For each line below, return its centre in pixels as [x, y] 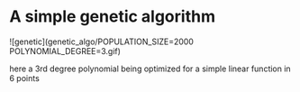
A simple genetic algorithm [113, 17]
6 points [25, 78]
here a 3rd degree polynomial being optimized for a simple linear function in [150, 69]
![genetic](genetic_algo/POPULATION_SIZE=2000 [101, 41]
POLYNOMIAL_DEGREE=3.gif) [65, 51]
